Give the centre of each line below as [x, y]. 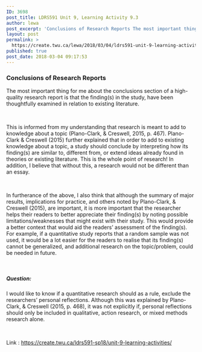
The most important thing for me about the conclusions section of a [90, 90]
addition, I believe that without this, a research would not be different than [98, 165]
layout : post [23, 34]
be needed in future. [32, 253]
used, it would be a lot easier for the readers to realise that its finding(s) [95, 240]
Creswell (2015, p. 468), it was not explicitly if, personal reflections [109, 306]
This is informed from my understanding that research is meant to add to [96, 127]
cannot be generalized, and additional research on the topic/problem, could [100, 246]
